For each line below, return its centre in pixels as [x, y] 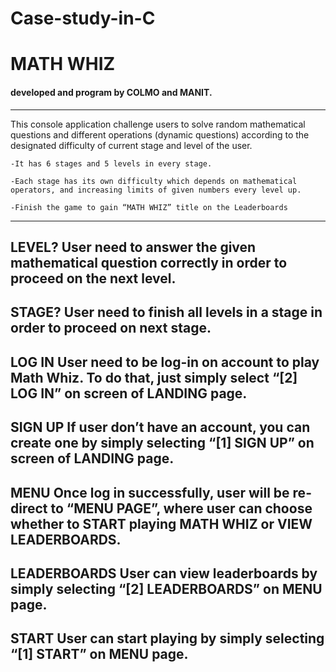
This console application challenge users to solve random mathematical [158, 124]
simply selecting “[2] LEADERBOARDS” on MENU [166, 588]
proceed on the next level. [93, 278]
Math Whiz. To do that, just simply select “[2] [154, 377]
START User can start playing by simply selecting [167, 638]
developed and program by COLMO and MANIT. [111, 92]
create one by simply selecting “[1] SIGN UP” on [162, 443]
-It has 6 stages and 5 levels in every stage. [111, 163]
